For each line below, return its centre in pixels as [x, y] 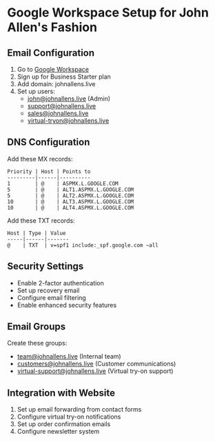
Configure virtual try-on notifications [69, 417]
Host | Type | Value [37, 233]
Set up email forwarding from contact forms [79, 410]
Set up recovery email [48, 290]
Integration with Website [61, 393]
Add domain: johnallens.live [56, 84]
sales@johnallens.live [58, 113]
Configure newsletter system [58, 432]
